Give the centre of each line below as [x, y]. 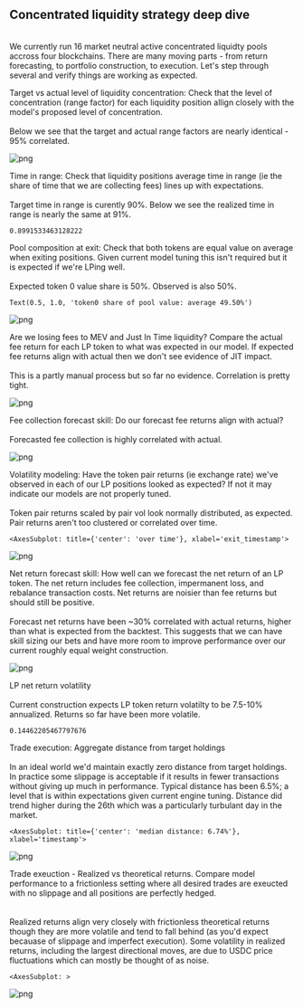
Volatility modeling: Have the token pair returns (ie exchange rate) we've [144, 474]
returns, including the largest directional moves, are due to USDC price [141, 950]
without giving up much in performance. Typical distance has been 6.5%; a [149, 785]
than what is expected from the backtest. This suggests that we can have [146, 631]
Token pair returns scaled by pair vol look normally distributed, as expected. [151, 513]
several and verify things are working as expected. [104, 75]
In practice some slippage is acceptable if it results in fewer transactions [144, 776]
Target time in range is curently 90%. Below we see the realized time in [142, 204]
